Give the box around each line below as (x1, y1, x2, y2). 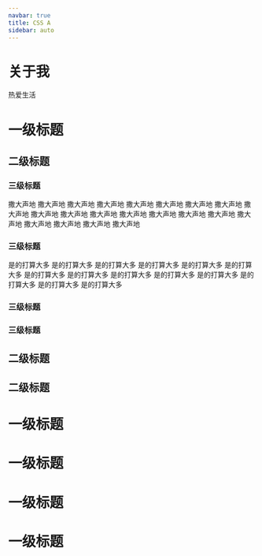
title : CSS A (8, 19, 51, 27)
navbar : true (8, 11, 51, 20)
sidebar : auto (8, 26, 55, 34)
